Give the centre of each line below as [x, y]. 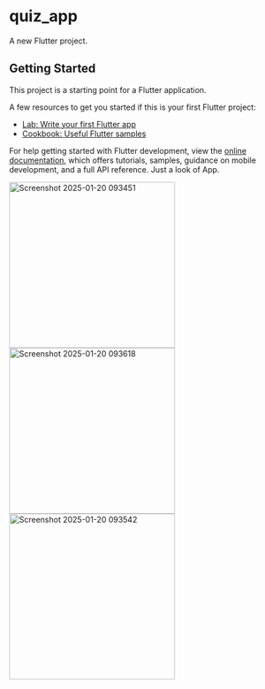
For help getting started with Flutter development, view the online [128, 150]
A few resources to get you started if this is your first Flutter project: [132, 107]
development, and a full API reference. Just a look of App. [114, 169]
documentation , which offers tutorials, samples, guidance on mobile [132, 160]
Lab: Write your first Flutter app [79, 124]
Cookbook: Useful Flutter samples [84, 134]
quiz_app [43, 16]
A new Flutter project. [49, 41]
